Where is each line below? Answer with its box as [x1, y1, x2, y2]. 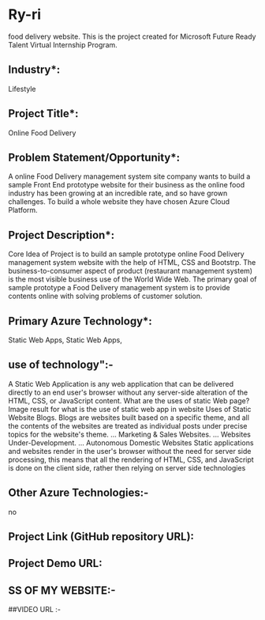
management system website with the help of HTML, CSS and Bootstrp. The [8, 258, 256, 267]
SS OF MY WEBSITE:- [8, 584, 116, 597]
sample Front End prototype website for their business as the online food [8, 180, 245, 190]
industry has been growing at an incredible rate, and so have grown [8, 188, 228, 198]
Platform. [8, 206, 38, 215]
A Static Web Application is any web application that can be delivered [8, 379, 234, 388]
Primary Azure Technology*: [8, 314, 152, 327]
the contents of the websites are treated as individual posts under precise [8, 421, 248, 430]
